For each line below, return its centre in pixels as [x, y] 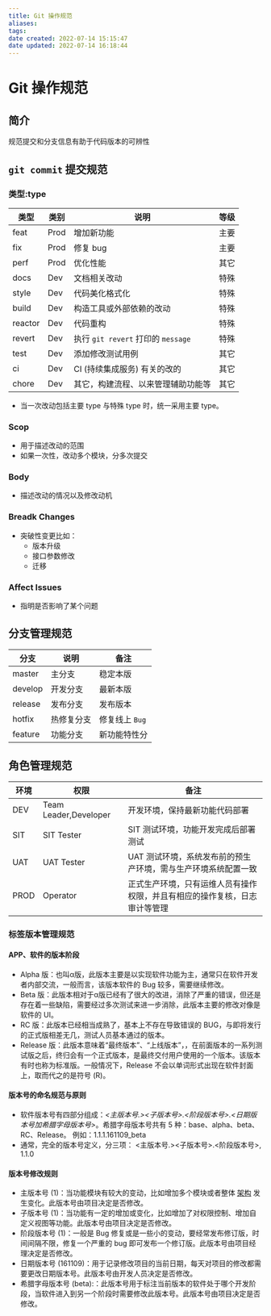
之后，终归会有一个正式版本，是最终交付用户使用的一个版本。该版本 [147, 1055]
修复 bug [90, 248]
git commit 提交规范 [58, 169]
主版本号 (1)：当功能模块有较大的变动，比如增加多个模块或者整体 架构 [135, 1193]
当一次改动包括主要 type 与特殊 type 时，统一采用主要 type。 [121, 405]
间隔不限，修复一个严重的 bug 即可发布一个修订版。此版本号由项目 [138, 1243]
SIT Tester [63, 834]
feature [26, 733]
